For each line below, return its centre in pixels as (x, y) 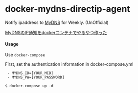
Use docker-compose (25, 55)
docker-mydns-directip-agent (68, 9)
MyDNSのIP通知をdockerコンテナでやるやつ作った (56, 32)
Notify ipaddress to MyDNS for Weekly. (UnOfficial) (57, 22)
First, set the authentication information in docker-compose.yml (69, 64)
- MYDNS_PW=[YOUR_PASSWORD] (36, 77)
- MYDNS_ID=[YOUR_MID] (30, 73)
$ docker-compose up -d (29, 86)
